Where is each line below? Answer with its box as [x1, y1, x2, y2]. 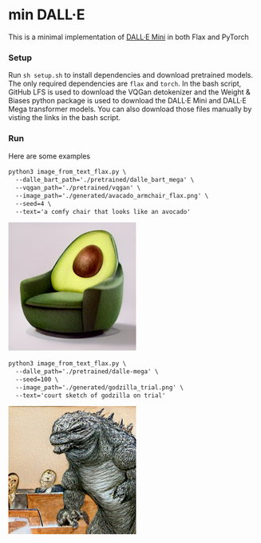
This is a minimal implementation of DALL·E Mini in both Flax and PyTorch [8, 32, 249, 42]
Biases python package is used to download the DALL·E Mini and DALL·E [8, 96, 247, 106]
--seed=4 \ [15, 199, 52, 207]
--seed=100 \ [15, 375, 59, 384]
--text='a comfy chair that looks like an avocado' [15, 207, 192, 215]
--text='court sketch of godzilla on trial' [15, 391, 166, 400]
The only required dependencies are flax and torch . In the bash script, [8, 78, 242, 89]
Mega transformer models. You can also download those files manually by [8, 104, 252, 114]
